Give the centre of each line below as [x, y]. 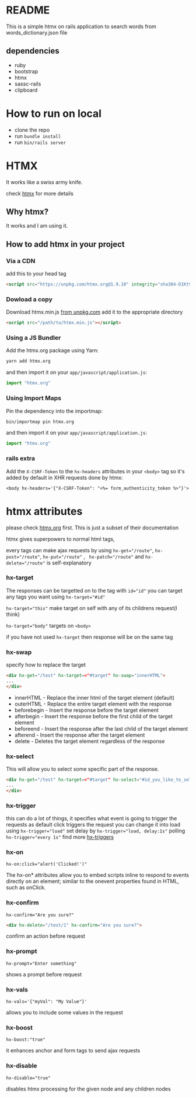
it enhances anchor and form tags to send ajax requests [73, 1051]
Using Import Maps [34, 398]
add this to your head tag [36, 274]
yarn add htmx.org [28, 361]
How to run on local [54, 113]
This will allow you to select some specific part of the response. [83, 769]
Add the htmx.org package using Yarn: [52, 350]
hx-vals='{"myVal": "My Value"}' [47, 1001]
